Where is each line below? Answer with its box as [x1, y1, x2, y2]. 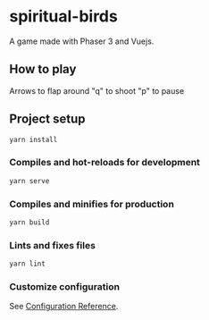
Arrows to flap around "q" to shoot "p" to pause [9, 85, 185, 96]
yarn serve [9, 176, 50, 185]
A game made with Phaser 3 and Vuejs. [9, 36, 155, 46]
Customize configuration [9, 280, 121, 292]
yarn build [9, 217, 50, 227]
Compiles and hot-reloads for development [9, 156, 201, 169]
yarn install [9, 135, 58, 144]
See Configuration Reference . [9, 301, 119, 312]
